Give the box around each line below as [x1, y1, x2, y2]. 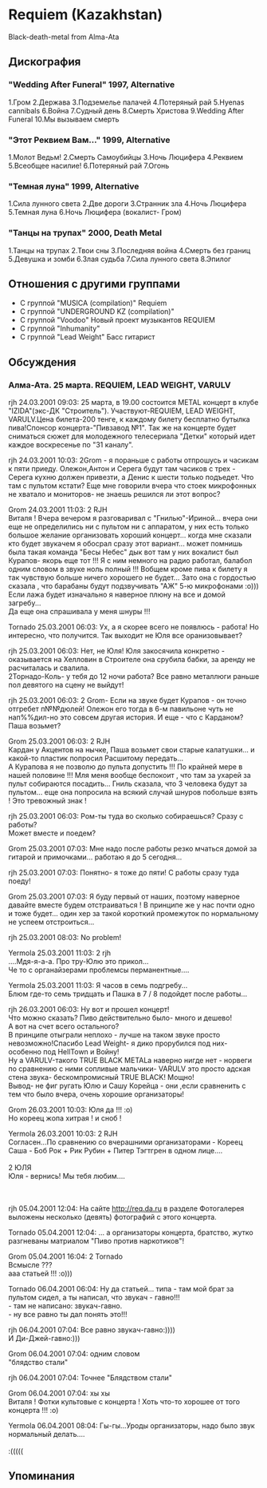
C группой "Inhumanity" [19, 323, 100, 333]
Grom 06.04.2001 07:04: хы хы [8, 1388, 110, 1399]
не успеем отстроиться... [8, 917, 95, 927]
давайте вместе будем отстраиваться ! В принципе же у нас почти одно [8, 900, 255, 910]
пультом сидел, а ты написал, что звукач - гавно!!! [8, 1292, 181, 1303]
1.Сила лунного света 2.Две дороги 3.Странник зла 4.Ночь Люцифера [8, 199, 247, 208]
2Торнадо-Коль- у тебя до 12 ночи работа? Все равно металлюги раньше [8, 672, 260, 681]
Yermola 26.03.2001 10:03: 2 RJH [8, 1129, 118, 1139]
